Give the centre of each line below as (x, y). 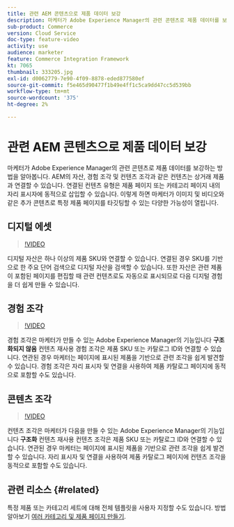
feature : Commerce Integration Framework (68, 59)
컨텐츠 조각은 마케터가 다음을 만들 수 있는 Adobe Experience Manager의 (107, 431)
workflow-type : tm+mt (39, 91)
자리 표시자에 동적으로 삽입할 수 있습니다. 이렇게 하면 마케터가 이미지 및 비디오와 (116, 194)
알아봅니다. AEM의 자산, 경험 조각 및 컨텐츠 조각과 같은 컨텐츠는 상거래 (116, 176)
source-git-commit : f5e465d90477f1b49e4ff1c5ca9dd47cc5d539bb (99, 85)
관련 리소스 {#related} (53, 490)
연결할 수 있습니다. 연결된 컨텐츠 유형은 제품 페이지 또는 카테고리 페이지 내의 (117, 185)
